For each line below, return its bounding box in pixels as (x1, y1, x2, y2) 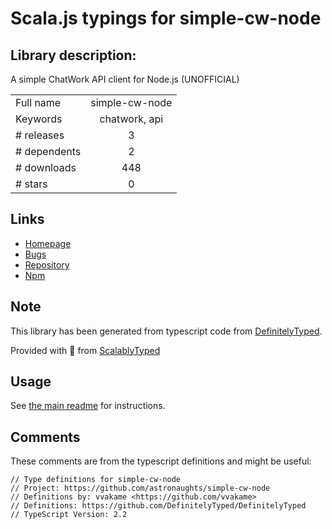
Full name (15, 96, 62, 109)
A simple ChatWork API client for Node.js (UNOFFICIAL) (10, 73, 240, 85)
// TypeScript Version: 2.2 (10, 510, 128, 520)
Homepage (24, 237, 72, 249)
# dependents (15, 145, 82, 158)
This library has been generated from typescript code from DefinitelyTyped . (10, 325, 323, 337)
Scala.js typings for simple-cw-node (10, 7, 322, 30)
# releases (15, 128, 65, 142)
